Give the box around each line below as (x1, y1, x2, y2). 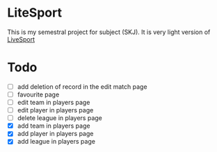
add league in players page (17, 137, 96, 146)
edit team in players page (17, 99, 90, 106)
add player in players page (17, 130, 94, 138)
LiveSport (7, 35, 35, 43)
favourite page (17, 90, 60, 99)
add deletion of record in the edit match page (17, 82, 147, 91)
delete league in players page (17, 114, 103, 122)
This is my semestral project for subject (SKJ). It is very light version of (7, 28, 211, 36)
